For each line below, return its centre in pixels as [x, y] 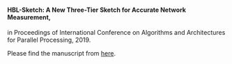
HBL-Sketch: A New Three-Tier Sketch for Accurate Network [97, 10]
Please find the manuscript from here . [62, 54]
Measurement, [29, 17]
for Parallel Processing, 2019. [49, 40]
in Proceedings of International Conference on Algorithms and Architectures [116, 33]
